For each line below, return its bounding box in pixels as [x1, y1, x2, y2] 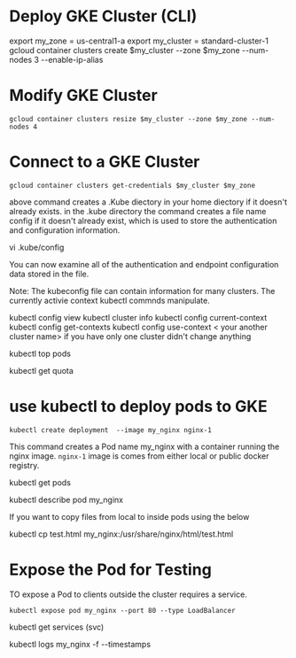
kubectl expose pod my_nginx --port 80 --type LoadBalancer [9, 606, 237, 615]
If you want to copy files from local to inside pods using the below [9, 511, 250, 522]
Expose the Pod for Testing [9, 560, 213, 579]
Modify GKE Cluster [9, 86, 158, 105]
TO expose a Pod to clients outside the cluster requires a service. [9, 589, 248, 600]
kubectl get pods [9, 476, 71, 488]
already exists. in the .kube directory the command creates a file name [9, 205, 267, 216]
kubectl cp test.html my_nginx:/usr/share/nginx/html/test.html [9, 529, 234, 539]
